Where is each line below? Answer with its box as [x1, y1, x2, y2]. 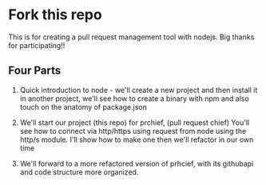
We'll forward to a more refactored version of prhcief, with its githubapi [19, 159, 254, 168]
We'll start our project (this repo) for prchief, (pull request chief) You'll [19, 118, 250, 127]
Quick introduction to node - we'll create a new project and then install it [19, 85, 258, 95]
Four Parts [8, 64, 62, 78]
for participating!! [8, 40, 66, 50]
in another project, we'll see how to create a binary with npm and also [19, 94, 249, 103]
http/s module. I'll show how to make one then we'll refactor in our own [19, 135, 254, 144]
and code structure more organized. [19, 167, 139, 177]
